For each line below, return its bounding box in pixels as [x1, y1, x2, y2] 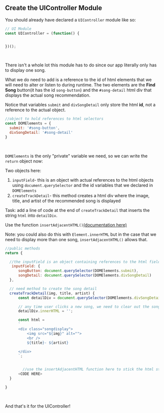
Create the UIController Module [5, 4, 102, 12]
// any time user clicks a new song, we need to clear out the [18, 304, 150, 309]
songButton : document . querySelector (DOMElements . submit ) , [18, 268, 139, 273]
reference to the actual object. [5, 107, 66, 113]
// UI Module [5, 26, 32, 31]
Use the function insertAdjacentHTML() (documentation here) [5, 222, 127, 227]
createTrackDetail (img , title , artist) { [9, 290, 95, 296]
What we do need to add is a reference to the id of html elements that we [5, 77, 152, 83]
